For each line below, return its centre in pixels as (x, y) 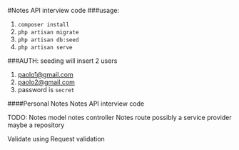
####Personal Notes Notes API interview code (76, 104)
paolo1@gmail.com (45, 75)
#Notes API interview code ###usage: (63, 10)
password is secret (46, 90)
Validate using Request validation (56, 139)
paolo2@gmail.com (46, 82)
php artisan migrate (48, 32)
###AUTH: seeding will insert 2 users (62, 61)
